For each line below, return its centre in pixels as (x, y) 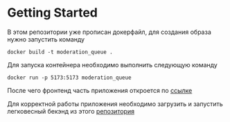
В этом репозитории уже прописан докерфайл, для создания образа (109, 32)
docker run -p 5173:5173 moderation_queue (69, 78)
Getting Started (53, 13)
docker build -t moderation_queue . (60, 52)
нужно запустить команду (46, 39)
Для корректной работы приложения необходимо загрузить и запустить (115, 104)
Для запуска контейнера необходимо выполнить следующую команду (113, 64)
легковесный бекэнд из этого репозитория (71, 111)
